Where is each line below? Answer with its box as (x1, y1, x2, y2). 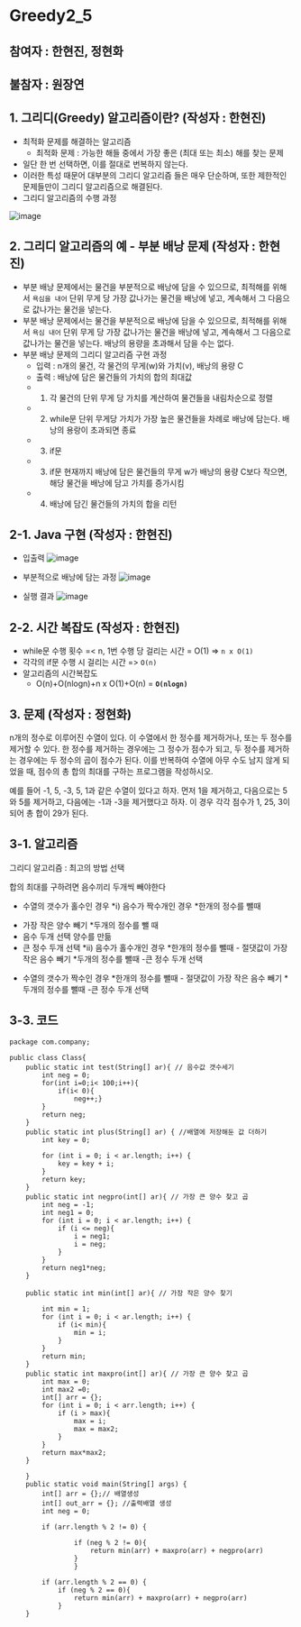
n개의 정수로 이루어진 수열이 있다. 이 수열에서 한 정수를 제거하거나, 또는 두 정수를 (9, 732, 293, 744)
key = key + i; (57, 1159, 115, 1168)
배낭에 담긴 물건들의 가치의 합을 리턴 (49, 498, 178, 509)
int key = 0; (41, 1135, 91, 1145)
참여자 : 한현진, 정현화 (9, 43, 124, 59)
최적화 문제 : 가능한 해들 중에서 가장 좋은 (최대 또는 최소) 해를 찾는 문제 (35, 147, 284, 158)
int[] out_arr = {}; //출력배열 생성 (41, 1498, 172, 1508)
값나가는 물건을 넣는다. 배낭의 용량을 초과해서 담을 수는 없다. (22, 337, 234, 348)
